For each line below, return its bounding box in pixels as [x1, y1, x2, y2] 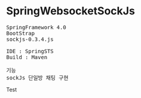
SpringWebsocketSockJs [6, 4, 136, 18]
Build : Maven [6, 54, 48, 60]
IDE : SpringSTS [6, 48, 54, 54]
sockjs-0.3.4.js [6, 36, 54, 42]
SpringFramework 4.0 [6, 24, 67, 30]
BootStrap [6, 30, 35, 36]
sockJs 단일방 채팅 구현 [6, 74, 69, 81]
